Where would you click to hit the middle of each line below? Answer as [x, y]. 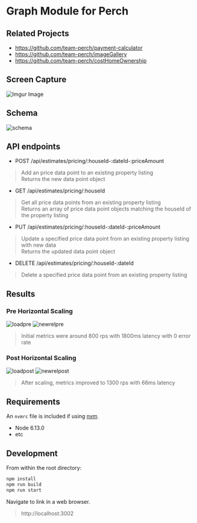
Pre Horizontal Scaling [40, 311]
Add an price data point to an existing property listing [87, 173]
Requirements [33, 401]
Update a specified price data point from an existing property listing [105, 239]
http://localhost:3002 [47, 513]
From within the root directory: [44, 468]
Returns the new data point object [63, 179]
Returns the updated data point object [68, 252]
